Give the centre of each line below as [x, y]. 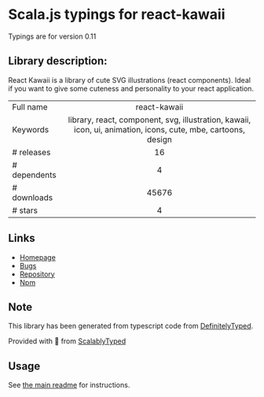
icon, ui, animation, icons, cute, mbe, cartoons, [159, 129]
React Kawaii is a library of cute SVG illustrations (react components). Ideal [130, 80]
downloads [33, 197]
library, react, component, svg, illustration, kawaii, [159, 120]
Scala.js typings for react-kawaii [117, 15]
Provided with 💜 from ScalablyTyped [67, 341]
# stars [25, 210]
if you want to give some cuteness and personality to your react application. [131, 88]
